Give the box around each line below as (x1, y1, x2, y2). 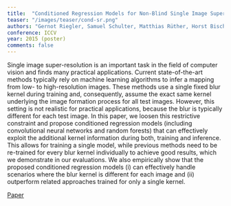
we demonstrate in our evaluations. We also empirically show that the (7, 156, 204, 163)
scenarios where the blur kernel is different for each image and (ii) (7, 170, 195, 179)
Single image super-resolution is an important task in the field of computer (7, 61, 218, 69)
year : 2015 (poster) (7, 36, 67, 43)
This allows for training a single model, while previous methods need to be (7, 141, 218, 149)
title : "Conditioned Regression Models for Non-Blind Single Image (7, 10, 208, 17)
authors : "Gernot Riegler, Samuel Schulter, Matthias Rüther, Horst (7, 23, 208, 30)
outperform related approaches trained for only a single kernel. (7, 178, 186, 185)
